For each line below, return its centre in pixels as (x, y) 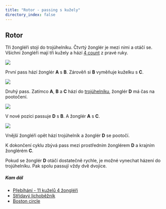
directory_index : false (30, 15)
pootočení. (16, 97)
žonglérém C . (20, 151)
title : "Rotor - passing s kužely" (43, 10)
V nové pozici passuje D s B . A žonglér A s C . (53, 116)
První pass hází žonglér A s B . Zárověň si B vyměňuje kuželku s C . (74, 72)
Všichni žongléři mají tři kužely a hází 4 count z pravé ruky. (67, 53)
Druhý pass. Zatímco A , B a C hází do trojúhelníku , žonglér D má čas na (80, 91)
